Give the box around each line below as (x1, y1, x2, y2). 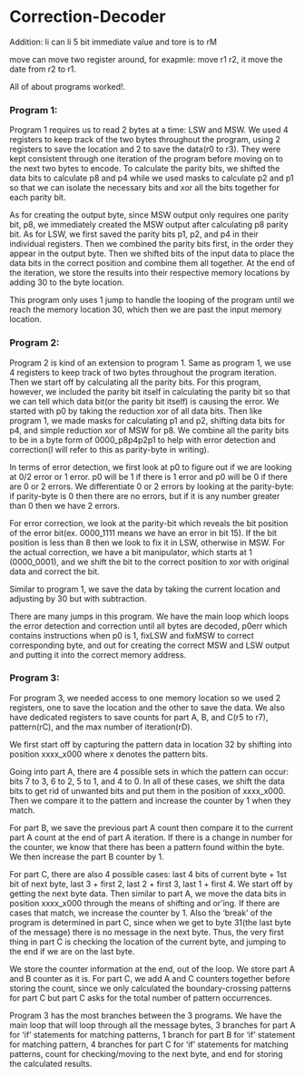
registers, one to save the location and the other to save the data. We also (9, 701, 286, 713)
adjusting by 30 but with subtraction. (9, 592, 147, 604)
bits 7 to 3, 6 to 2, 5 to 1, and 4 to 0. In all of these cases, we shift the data (9, 776, 286, 787)
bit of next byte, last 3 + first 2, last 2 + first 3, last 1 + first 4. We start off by (9, 878, 293, 889)
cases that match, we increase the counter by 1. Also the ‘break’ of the (9, 907, 273, 918)
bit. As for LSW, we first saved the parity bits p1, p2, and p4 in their (9, 229, 259, 240)
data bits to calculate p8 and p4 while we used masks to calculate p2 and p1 (9, 172, 294, 183)
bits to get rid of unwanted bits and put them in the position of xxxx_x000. (9, 785, 286, 796)
